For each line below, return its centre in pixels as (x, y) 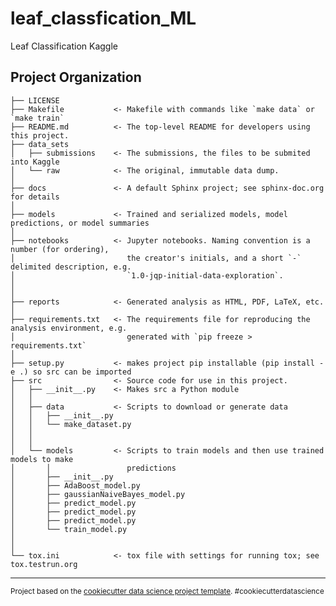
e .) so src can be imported (71, 372)
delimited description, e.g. (71, 267)
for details (35, 197)
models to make (42, 459)
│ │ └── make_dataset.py (71, 424)
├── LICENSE (35, 100)
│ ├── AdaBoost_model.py (75, 485)
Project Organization (76, 77)
